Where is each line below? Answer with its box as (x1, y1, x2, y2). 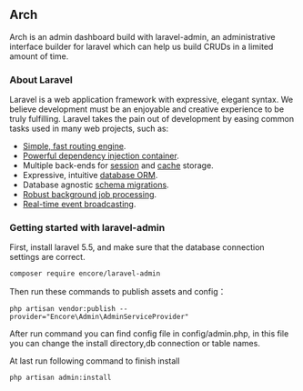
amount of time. (9, 50, 69, 62)
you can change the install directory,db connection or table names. (9, 338, 261, 349)
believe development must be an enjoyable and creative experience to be (9, 104, 285, 115)
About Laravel (9, 73, 73, 85)
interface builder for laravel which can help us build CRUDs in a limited (9, 41, 274, 52)
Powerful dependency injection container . (22, 150, 179, 162)
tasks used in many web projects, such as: (9, 123, 169, 135)
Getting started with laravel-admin (9, 222, 166, 235)
